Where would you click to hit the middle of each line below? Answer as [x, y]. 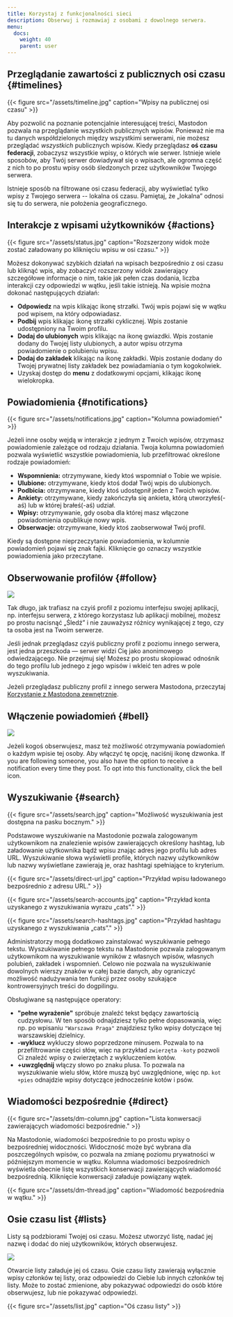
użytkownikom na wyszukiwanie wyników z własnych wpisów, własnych [111, 956]
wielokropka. [35, 380]
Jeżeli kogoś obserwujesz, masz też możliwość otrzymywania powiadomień [116, 746]
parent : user [39, 46]
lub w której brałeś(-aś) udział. [72, 505]
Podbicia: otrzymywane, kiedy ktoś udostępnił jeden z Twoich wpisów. [119, 491]
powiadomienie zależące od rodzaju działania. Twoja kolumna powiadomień [116, 447]
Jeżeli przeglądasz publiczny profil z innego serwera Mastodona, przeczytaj [116, 687]
